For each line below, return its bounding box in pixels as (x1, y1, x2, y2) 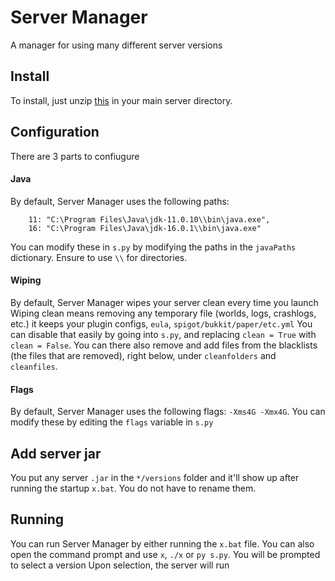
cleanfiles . (10, 360, 58, 372)
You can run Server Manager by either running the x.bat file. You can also (10, 537, 315, 550)
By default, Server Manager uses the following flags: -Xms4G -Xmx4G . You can (10, 406, 326, 418)
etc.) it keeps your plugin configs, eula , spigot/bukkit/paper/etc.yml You (10, 317, 313, 330)
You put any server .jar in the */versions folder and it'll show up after (10, 471, 300, 483)
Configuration (10, 124, 100, 141)
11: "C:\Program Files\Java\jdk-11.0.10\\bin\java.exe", (28, 214, 271, 225)
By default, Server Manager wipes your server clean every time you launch (10, 296, 319, 308)
